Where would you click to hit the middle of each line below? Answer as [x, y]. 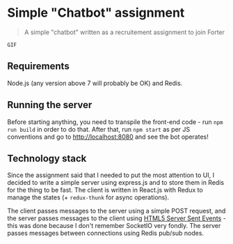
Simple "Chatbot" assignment [96, 13]
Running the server [50, 105]
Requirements [38, 67]
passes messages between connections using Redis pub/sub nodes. [105, 233]
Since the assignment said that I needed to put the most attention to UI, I [111, 175]
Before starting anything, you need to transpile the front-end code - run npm [115, 122]
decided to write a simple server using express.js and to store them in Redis [116, 183]
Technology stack [47, 158]
